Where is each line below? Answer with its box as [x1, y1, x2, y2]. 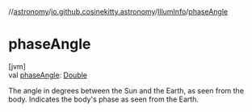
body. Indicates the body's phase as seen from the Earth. [8, 94, 199, 104]
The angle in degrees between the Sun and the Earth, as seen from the [8, 85, 245, 95]
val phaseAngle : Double [8, 70, 87, 80]
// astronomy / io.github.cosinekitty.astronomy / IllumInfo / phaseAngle [8, 7, 229, 16]
